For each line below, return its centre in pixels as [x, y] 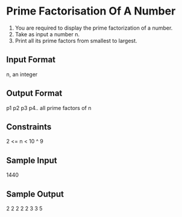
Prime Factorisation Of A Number [91, 11]
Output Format [34, 93]
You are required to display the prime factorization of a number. [94, 28]
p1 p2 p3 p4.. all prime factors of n [49, 108]
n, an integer [22, 74]
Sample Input [32, 160]
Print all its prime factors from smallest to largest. [76, 40]
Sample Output [35, 194]
